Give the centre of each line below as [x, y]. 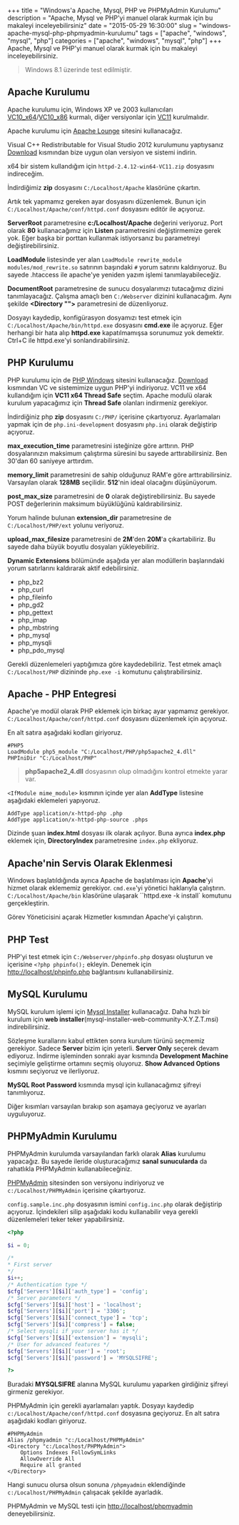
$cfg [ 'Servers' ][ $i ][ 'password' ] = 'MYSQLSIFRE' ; [83, 1358]
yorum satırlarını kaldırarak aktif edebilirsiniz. [73, 568]
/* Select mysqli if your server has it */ [73, 1331]
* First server [30, 1265]
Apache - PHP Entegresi [62, 694]
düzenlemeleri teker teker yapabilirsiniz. [66, 1219]
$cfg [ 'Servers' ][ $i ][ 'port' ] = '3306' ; [67, 1311]
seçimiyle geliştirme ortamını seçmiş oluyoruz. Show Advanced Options [114, 1063]
